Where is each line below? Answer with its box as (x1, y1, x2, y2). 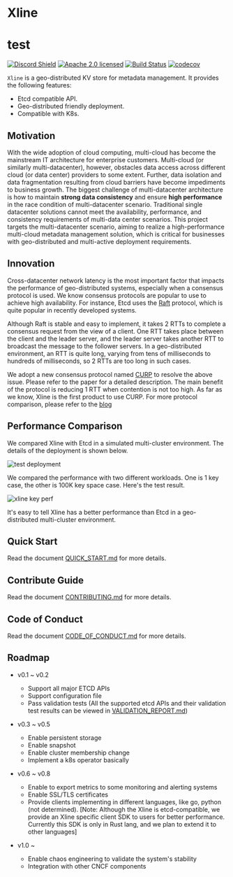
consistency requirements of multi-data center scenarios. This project (7, 215, 208, 223)
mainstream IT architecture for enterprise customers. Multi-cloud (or (7, 155, 204, 164)
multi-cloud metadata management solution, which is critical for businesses (7, 229, 225, 238)
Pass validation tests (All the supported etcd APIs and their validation (27, 699, 227, 707)
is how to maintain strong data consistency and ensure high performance (7, 192, 223, 201)
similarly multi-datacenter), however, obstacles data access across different (7, 163, 225, 171)
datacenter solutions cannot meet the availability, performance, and (7, 208, 202, 216)
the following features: (7, 81, 72, 90)
